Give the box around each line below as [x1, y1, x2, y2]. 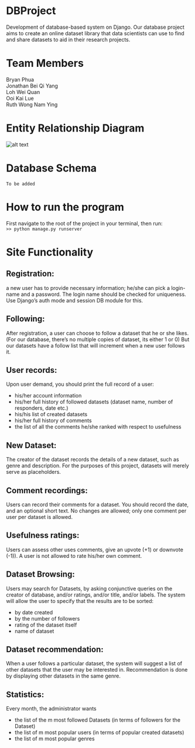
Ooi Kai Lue [6, 95, 34, 102]
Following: [6, 314, 45, 324]
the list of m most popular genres [14, 735, 95, 742]
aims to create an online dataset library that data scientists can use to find [6, 29, 184, 36]
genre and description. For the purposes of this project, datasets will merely [6, 462, 189, 469]
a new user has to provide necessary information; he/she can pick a [6, 284, 170, 291]
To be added [6, 181, 35, 187]
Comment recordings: [6, 486, 88, 496]
